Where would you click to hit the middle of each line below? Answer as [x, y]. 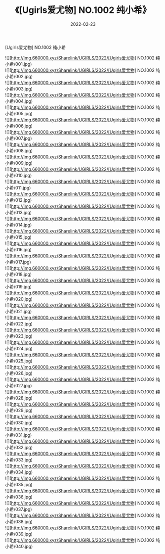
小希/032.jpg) [19, 447]
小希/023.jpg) [19, 336]
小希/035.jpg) [19, 484]
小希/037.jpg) [19, 509]
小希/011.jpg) [18, 187]
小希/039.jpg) [19, 534]
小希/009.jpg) [19, 163]
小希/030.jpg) [19, 422]
